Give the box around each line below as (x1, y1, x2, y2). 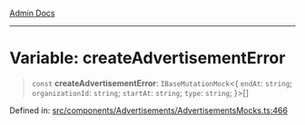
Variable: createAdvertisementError (9, 48, 286, 69)
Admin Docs (9, 8, 55, 18)
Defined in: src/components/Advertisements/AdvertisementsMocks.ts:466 (9, 104, 289, 116)
